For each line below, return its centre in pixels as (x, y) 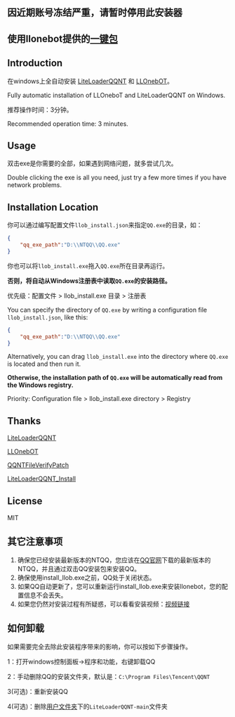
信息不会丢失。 (45, 595)
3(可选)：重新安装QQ (38, 691)
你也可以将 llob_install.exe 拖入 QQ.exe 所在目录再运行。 (88, 265)
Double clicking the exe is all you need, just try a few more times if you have (117, 177)
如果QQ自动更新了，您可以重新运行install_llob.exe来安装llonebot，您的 (120, 586)
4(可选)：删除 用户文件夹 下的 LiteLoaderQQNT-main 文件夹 (88, 706)
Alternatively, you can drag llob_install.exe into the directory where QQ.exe (118, 357)
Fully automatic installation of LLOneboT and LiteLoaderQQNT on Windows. (116, 95)
